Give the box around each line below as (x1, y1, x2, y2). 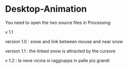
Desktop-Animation (5, 3, 87, 15)
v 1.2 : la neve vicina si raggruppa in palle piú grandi (5, 57, 110, 63)
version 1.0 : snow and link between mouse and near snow (5, 38, 124, 45)
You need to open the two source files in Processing (5, 20, 111, 25)
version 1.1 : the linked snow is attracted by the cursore (5, 48, 116, 54)
